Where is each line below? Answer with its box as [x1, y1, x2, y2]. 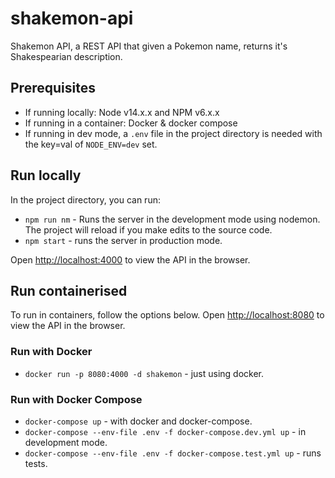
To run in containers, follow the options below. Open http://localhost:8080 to [10, 309, 325, 321]
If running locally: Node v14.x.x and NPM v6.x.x [24, 106, 220, 118]
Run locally [10, 167, 82, 184]
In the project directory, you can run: [10, 193, 161, 206]
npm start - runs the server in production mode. [24, 234, 223, 246]
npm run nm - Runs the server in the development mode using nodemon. [24, 213, 321, 225]
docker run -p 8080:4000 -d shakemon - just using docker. [24, 367, 265, 379]
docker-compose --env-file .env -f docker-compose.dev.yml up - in [24, 425, 307, 437]
